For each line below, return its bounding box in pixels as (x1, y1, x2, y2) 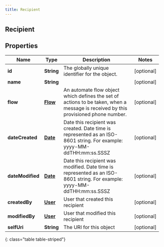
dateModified (7, 172, 40, 179)
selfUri (7, 224, 23, 230)
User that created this (63, 196, 113, 203)
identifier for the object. (63, 70, 118, 77)
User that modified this (63, 209, 116, 216)
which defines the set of (63, 92, 119, 99)
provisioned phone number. (63, 111, 127, 118)
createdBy (7, 199, 33, 206)
